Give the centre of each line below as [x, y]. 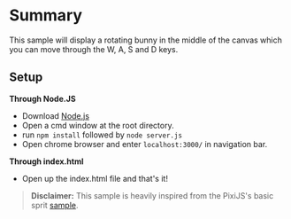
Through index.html [46, 161]
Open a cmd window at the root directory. [98, 125]
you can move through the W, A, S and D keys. [94, 49]
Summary [46, 16]
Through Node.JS [43, 98]
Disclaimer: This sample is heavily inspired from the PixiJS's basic [152, 195]
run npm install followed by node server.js [102, 135]
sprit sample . [54, 205]
